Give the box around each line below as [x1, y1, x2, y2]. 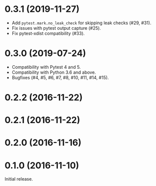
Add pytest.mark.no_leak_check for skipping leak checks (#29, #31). [11, 20, 152, 26]
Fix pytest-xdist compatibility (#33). [11, 30, 85, 36]
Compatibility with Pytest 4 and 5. [11, 64, 81, 70]
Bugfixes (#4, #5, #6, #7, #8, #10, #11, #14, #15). [11, 74, 109, 80]
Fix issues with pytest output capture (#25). [11, 25, 101, 31]
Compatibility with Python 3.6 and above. [11, 69, 96, 75]
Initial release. [4, 176, 33, 182]
